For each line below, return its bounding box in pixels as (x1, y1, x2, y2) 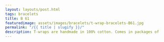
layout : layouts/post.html (5, 7, 60, 12)
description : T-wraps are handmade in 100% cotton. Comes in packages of (5, 29, 160, 34)
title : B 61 (5, 16, 29, 21)
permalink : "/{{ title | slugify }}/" (5, 25, 84, 30)
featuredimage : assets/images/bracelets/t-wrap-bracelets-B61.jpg (5, 20, 144, 26)
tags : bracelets (5, 12, 38, 16)
